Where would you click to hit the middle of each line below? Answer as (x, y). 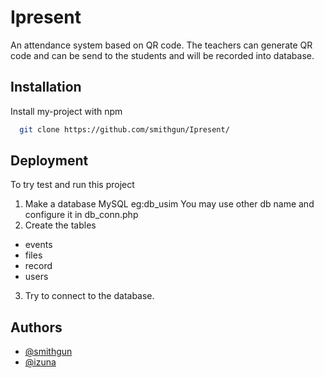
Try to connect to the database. (89, 296)
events (38, 245)
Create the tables (60, 225)
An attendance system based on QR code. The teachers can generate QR (161, 45)
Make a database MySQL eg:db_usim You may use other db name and (169, 204)
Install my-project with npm (66, 111)
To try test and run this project (72, 185)
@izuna (40, 362)
